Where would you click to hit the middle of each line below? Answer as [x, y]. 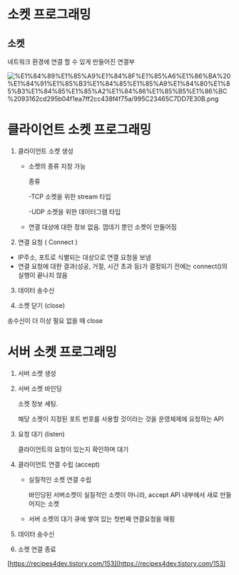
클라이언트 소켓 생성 [45, 151]
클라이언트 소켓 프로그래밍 [80, 130]
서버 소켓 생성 [37, 373]
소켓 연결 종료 [37, 549]
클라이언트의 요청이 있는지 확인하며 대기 [73, 449]
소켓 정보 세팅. [38, 404]
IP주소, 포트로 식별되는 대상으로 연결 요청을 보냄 [84, 257]
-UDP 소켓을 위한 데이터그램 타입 [75, 211]
